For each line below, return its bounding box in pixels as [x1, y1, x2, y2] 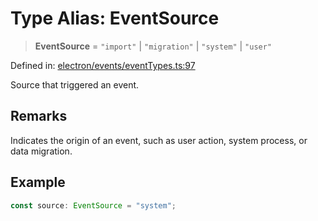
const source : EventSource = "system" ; [10, 200, 177, 211]
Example [10, 174, 66, 191]
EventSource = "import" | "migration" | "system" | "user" [34, 40, 273, 52]
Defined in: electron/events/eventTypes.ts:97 [10, 59, 196, 71]
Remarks [10, 108, 68, 125]
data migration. [10, 145, 73, 157]
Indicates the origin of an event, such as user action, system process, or [10, 134, 308, 146]
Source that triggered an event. [10, 78, 140, 91]
